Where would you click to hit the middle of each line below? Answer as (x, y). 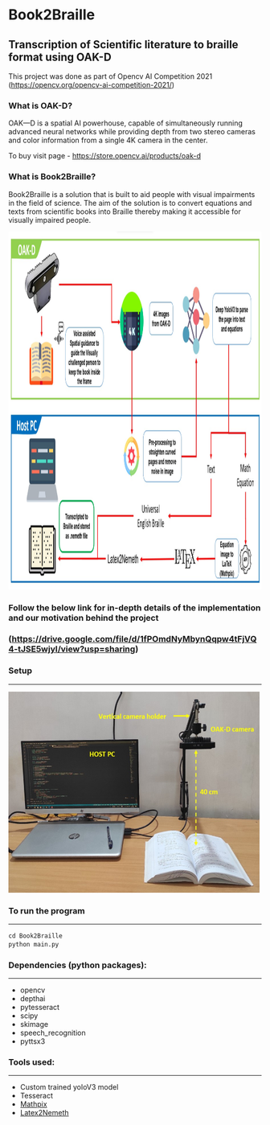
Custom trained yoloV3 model (69, 1087)
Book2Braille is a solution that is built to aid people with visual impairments (132, 194)
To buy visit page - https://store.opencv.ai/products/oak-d (105, 156)
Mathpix (33, 1104)
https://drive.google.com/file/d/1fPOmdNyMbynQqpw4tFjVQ (134, 639)
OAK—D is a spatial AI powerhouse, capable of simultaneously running (126, 123)
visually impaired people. (50, 220)
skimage (34, 1024)
